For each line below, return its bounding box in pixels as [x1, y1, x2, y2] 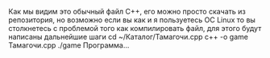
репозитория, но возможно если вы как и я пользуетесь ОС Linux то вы [8, 15, 256, 25]
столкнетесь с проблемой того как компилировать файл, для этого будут [8, 24, 262, 33]
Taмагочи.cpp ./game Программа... [8, 41, 130, 50]
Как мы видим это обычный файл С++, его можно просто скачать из [8, 7, 246, 16]
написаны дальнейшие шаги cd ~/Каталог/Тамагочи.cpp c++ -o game [8, 32, 248, 41]
